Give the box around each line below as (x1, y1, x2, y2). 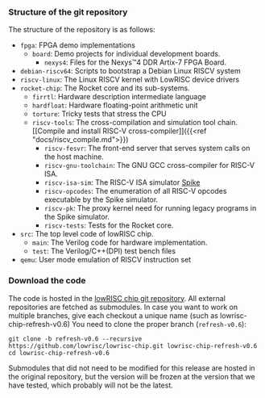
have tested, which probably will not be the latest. (8, 380, 173, 390)
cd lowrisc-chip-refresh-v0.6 (8, 349, 110, 357)
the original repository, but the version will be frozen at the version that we (8, 371, 255, 381)
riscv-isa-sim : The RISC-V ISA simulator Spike (43, 178, 201, 187)
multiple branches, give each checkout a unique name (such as (8, 310, 219, 320)
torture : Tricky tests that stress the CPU (31, 109, 167, 119)
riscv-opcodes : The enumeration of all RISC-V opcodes (43, 186, 227, 196)
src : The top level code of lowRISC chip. (19, 229, 155, 239)
